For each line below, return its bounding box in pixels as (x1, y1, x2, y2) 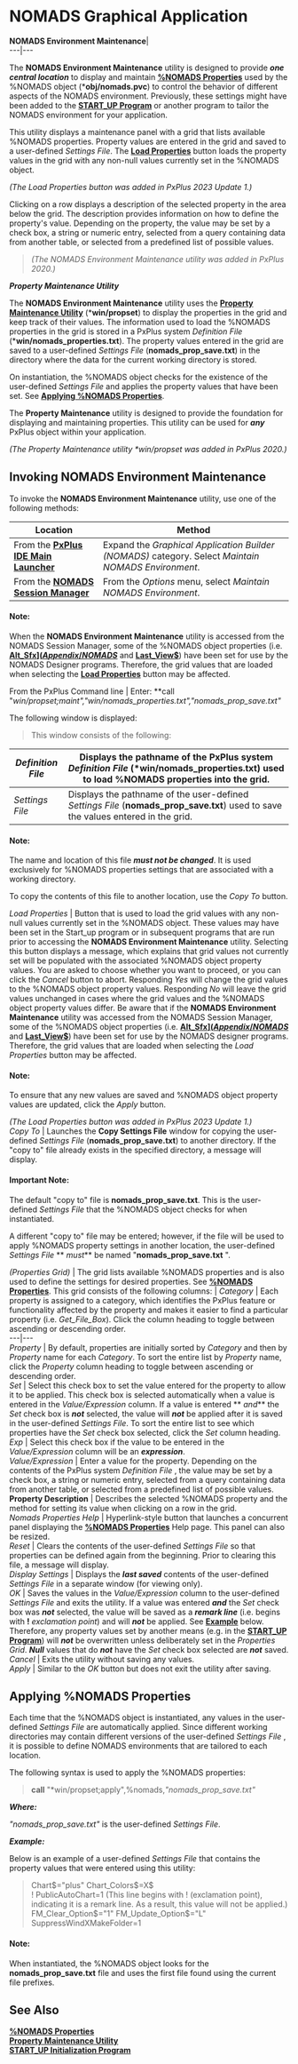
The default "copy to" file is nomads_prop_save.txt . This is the (9, 1194, 240, 1205)
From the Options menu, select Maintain (102, 575, 271, 587)
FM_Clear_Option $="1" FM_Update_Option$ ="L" (30, 1909, 207, 1919)
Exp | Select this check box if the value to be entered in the (9, 1437, 224, 1447)
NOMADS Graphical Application (9, 6, 248, 27)
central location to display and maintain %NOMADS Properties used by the (9, 71, 288, 82)
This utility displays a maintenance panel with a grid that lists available (9, 126, 266, 137)
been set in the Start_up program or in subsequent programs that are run (9, 927, 275, 938)
